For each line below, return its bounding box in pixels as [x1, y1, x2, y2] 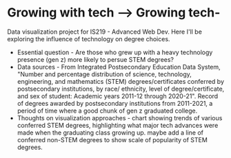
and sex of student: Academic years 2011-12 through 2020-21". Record [17, 91, 219, 100]
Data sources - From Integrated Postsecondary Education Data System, [17, 63, 221, 71]
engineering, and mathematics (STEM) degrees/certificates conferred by [17, 77, 225, 85]
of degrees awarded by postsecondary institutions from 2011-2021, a [17, 99, 213, 107]
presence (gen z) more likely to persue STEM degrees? [17, 55, 174, 63]
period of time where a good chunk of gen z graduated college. [17, 106, 198, 115]
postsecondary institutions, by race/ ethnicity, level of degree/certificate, [17, 84, 225, 93]
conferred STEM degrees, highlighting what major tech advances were [17, 121, 219, 129]
